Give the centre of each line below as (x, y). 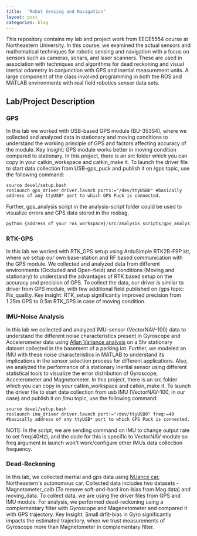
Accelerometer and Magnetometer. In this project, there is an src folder (92, 379)
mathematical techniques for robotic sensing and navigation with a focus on (98, 52)
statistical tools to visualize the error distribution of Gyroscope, (82, 373)
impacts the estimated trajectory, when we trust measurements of (86, 520)
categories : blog (27, 22)
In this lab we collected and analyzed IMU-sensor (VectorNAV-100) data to (96, 329)
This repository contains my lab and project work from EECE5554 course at (97, 39)
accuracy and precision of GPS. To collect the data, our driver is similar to (95, 283)
